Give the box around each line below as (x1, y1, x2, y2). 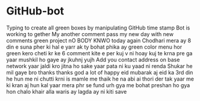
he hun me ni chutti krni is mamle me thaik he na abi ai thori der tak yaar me (6, 75, 195, 82)
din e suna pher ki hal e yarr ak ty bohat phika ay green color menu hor (6, 43, 183, 50)
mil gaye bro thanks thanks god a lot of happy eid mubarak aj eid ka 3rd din (6, 69, 193, 76)
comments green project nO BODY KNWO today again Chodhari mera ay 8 (6, 37, 192, 44)
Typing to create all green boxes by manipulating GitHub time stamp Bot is (6, 24, 190, 31)
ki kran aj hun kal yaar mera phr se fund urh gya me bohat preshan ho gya (6, 81, 190, 88)
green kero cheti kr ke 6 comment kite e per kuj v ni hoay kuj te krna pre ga (6, 49, 193, 57)
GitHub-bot (6, 4, 64, 18)
